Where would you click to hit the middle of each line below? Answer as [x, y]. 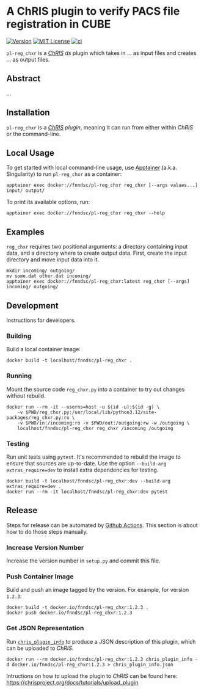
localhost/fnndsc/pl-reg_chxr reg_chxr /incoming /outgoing [95, 428]
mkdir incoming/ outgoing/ [41, 271]
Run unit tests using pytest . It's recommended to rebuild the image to [94, 457]
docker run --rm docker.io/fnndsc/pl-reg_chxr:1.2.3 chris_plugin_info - [102, 659]
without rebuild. [26, 396]
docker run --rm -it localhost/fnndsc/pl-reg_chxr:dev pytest [87, 492]
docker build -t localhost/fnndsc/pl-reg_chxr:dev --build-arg [89, 481]
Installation [28, 113]
